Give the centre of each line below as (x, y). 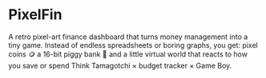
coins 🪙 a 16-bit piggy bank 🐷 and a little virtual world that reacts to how (128, 54)
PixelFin (35, 15)
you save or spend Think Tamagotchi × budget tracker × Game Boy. (120, 65)
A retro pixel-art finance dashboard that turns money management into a (128, 37)
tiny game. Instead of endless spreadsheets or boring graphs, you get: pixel (133, 45)
